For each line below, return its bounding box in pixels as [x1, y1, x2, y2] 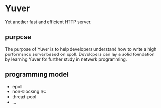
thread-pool [12, 93, 37, 100]
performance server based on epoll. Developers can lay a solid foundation [5, 51, 155, 57]
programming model [5, 71, 69, 79]
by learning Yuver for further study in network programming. [5, 56, 127, 62]
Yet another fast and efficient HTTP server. [5, 19, 92, 25]
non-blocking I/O [12, 89, 46, 94]
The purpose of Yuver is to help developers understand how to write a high [5, 46, 157, 52]
